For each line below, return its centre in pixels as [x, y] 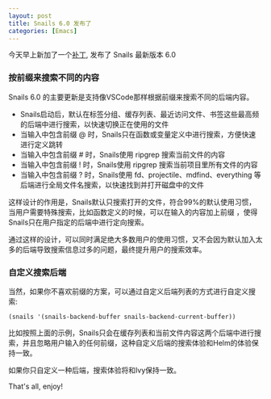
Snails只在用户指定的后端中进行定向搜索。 [79, 222]
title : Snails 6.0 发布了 [50, 23]
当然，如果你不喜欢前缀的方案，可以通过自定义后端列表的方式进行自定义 [128, 291]
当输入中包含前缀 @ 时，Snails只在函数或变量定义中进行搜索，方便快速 [138, 134]
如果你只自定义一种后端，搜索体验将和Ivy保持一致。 [95, 370]
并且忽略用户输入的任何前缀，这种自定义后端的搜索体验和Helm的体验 [137, 342]
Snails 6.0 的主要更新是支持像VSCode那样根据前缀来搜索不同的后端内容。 [131, 97]
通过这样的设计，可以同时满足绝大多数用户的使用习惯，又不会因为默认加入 [132, 239]
